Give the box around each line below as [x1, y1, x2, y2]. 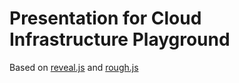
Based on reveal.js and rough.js [9, 61, 139, 73]
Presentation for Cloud [9, 7, 202, 30]
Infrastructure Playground [9, 28, 231, 51]
